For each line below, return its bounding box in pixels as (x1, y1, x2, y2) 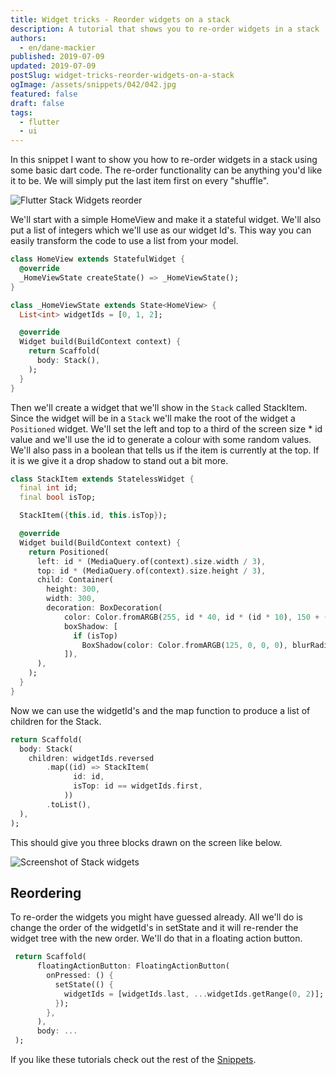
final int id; (19, 483, 78, 493)
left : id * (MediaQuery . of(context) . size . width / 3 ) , (36, 556, 267, 566)
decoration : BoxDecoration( (46, 603, 163, 613)
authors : (10, 33, 47, 43)
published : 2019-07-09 (10, 52, 105, 62)
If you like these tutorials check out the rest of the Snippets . (10, 1054, 257, 1066)
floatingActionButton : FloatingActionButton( (36, 961, 230, 971)
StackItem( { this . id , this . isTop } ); (19, 511, 168, 521)
